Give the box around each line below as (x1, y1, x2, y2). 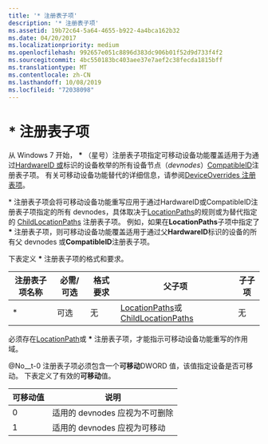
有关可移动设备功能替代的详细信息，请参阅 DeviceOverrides (45, 171, 241, 180)
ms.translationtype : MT (8, 64, 88, 72)
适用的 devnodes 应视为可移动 (52, 422, 166, 434)
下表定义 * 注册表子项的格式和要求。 (8, 254, 128, 264)
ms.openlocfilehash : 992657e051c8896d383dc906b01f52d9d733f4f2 (8, 49, 223, 57)
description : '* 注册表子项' (8, 19, 100, 27)
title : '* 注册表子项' (8, 11, 78, 20)
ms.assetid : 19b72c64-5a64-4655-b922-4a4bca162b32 (8, 26, 180, 34)
